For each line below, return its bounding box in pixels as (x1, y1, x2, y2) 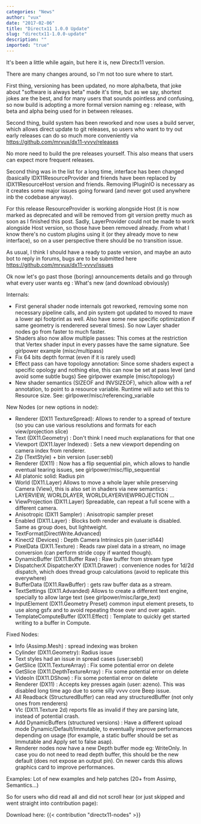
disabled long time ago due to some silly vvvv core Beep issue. (14, 687, 171, 694)
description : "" (6, 37, 47, 43)
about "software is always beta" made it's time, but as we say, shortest (6, 88, 182, 95)
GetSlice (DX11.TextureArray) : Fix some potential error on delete (14, 661, 174, 669)
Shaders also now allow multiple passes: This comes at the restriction (14, 334, 188, 341)
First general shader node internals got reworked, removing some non (14, 302, 188, 310)
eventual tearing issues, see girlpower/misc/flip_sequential (14, 466, 160, 473)
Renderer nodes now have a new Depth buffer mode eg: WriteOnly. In (14, 744, 187, 751)
